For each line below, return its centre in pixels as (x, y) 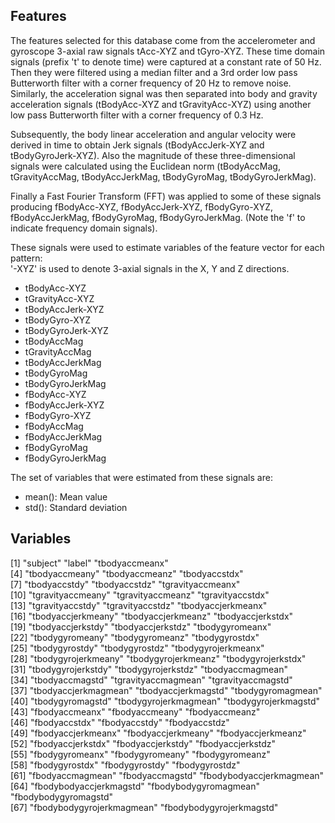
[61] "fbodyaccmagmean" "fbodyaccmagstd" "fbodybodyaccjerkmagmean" (167, 775)
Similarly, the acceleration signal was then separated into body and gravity (164, 93)
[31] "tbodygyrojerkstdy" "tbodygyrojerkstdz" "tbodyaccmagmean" (149, 669)
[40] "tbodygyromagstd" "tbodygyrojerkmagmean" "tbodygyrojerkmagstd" (165, 701)
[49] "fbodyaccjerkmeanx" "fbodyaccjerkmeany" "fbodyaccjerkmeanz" (158, 733)
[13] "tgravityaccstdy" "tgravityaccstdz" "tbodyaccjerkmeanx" (139, 605)
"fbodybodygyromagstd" (61, 796)
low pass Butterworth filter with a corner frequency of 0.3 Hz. (137, 115)
